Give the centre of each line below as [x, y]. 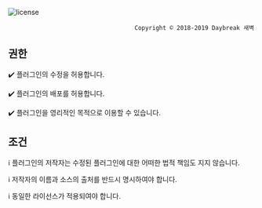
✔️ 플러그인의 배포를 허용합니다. [56, 93]
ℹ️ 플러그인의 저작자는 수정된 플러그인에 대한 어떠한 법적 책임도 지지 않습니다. [124, 162]
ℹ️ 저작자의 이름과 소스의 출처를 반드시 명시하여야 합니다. [93, 179]
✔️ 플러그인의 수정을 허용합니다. [56, 74]
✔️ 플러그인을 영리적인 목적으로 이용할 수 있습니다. [85, 112]
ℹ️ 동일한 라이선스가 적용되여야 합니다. [65, 195]
